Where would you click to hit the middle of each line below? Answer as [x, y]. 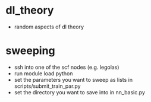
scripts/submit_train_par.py [47, 86]
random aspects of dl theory [49, 27]
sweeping [30, 51]
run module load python [43, 73]
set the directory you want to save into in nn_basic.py [79, 92]
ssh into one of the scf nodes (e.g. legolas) [67, 67]
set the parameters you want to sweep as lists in [73, 79]
